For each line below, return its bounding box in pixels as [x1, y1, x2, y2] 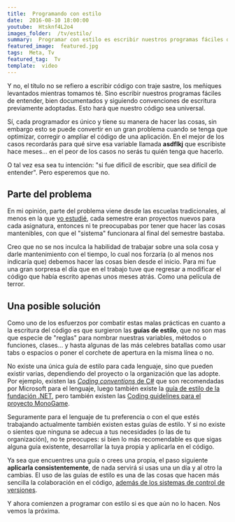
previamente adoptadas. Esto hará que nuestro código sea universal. [7, 104, 206, 112]
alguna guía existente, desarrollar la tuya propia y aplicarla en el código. [7, 442, 215, 451]
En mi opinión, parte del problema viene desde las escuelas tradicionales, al [7, 207, 226, 216]
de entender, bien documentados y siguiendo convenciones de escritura [7, 96, 217, 105]
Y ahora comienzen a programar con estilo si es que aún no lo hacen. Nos [7, 500, 220, 508]
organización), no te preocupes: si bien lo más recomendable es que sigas [7, 435, 222, 444]
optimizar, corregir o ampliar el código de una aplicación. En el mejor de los [7, 132, 225, 141]
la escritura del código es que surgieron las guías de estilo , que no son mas [7, 326, 226, 334]
